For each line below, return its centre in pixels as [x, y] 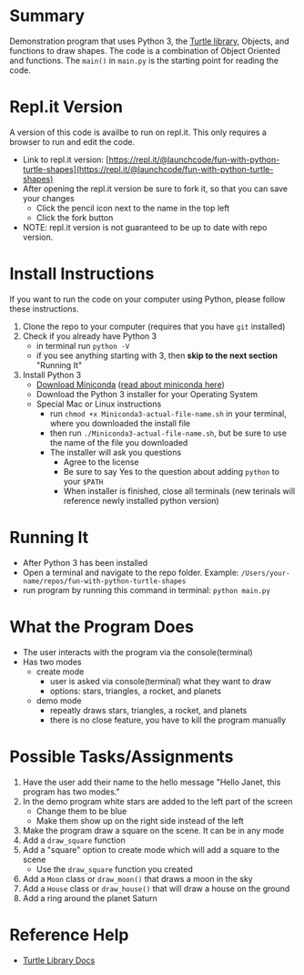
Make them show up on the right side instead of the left [140, 820]
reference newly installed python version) [142, 500]
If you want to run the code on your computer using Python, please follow [147, 299]
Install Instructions [82, 274]
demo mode [59, 700]
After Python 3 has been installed [85, 562]
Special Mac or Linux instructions [99, 404]
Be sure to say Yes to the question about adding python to [172, 471]
